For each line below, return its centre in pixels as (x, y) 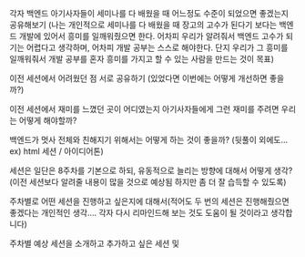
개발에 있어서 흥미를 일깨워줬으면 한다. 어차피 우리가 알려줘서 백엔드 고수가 (151, 36)
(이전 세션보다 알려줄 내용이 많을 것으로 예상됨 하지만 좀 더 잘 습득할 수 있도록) (148, 182)
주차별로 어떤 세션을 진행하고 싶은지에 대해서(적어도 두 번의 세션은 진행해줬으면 (149, 201)
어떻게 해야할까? (48, 120)
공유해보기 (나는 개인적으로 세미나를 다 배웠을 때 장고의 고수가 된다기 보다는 (143, 25)
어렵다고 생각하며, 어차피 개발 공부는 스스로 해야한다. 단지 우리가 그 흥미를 (157, 47)
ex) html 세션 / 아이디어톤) (57, 151)
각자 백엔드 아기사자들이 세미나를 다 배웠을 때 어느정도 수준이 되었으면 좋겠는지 (149, 13)
